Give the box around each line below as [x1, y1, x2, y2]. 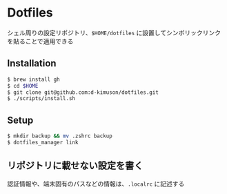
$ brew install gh [7, 76, 60, 83]
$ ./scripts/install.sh [7, 95, 76, 102]
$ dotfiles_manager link [7, 139, 79, 146]
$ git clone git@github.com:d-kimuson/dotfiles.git [7, 88, 159, 96]
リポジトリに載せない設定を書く [7, 160, 144, 172]
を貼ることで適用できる [7, 37, 74, 46]
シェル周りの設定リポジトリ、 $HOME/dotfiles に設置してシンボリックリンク [7, 28, 221, 37]
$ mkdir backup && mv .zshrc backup [7, 133, 112, 139]
